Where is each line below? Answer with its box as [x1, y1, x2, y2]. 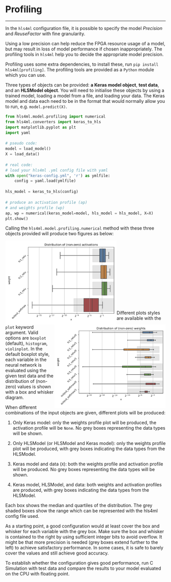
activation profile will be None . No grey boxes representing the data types [12, 425, 165, 431]
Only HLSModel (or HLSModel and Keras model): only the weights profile [12, 440, 166, 446]
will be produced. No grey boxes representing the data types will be [12, 466, 155, 472]
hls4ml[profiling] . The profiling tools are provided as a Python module [5, 66, 154, 72]
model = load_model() [5, 146, 51, 151]
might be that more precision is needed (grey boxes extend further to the [5, 539, 158, 545]
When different [5, 404, 37, 410]
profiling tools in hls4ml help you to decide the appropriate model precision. [5, 51, 164, 57]
